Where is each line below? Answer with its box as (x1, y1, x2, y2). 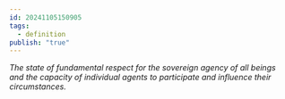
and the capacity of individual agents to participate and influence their (9, 72, 272, 83)
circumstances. (9, 81, 67, 92)
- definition (17, 29, 66, 38)
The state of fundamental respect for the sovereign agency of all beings (9, 62, 276, 73)
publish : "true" (9, 37, 70, 47)
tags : (9, 21, 30, 30)
